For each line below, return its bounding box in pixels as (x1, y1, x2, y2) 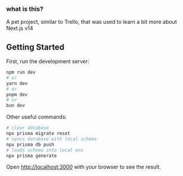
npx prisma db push (6, 141, 55, 147)
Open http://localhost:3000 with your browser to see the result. (6, 163, 162, 171)
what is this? (6, 5, 43, 13)
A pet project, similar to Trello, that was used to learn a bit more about (6, 18, 177, 26)
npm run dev (6, 69, 36, 76)
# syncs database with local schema (6, 136, 97, 142)
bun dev (6, 103, 26, 109)
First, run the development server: (6, 58, 90, 65)
